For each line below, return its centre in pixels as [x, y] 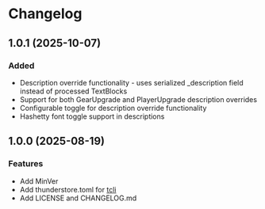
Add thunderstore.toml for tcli [68, 189]
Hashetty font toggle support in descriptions [92, 116]
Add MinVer [39, 181]
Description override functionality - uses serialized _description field [131, 82]
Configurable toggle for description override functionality [113, 108]
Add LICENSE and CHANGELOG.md [78, 198]
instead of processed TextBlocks [73, 91]
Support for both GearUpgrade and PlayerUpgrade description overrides [138, 99]
